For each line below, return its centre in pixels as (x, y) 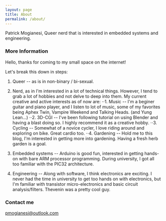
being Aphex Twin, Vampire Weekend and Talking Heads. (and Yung (82, 112)
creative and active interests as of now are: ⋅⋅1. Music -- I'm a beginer (83, 101)
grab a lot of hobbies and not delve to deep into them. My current (79, 96)
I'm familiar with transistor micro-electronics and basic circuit (75, 184)
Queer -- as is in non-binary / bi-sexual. (53, 81)
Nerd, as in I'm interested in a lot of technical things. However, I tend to (85, 91)
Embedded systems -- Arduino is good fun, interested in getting (78, 153)
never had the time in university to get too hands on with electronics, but (86, 179)
